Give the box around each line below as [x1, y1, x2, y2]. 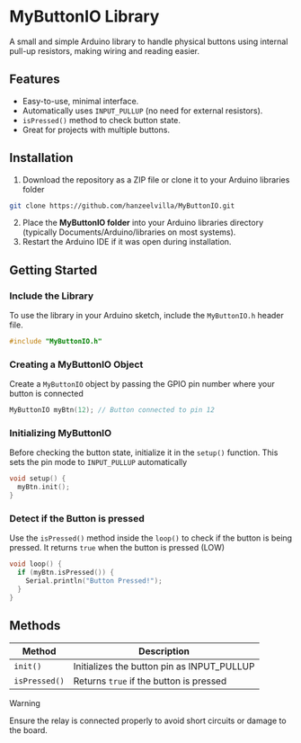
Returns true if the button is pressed [73, 675, 227, 687]
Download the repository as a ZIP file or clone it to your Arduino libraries [22, 174, 290, 185]
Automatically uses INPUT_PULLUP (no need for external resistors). [22, 105, 263, 116]
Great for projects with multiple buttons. [22, 124, 171, 135]
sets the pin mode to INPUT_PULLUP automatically [9, 457, 188, 468]
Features [9, 72, 60, 87]
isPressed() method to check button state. [22, 114, 181, 125]
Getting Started [9, 263, 98, 278]
